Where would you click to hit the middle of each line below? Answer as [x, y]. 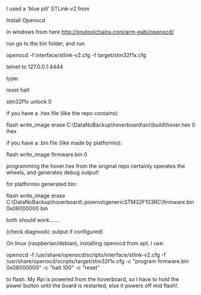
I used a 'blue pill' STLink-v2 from [48, 9]
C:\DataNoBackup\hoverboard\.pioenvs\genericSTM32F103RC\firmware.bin [100, 202]
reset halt [18, 90]
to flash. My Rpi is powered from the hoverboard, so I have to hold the [93, 279]
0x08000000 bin [27, 208]
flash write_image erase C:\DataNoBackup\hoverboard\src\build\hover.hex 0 [101, 125]
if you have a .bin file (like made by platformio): [64, 143]
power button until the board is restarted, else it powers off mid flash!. [92, 285]
